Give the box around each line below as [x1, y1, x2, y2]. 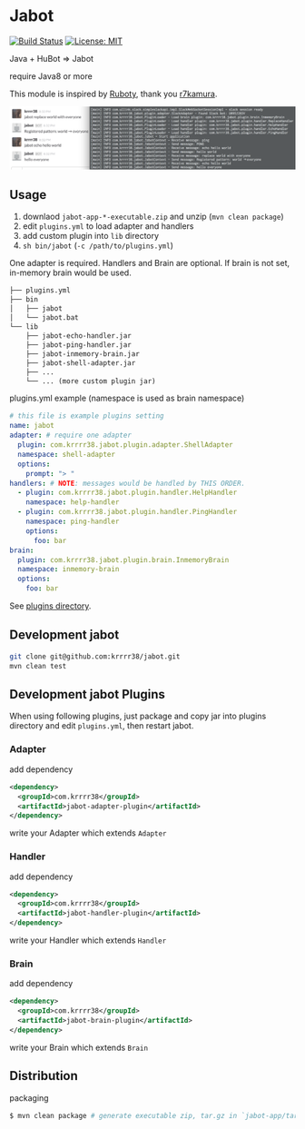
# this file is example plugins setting [9, 411, 165, 421]
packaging [9, 1092, 49, 1104]
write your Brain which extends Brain [9, 1042, 148, 1053]
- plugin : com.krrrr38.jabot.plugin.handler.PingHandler [17, 508, 238, 517]
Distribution [9, 1068, 79, 1084]
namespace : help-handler [25, 498, 120, 507]
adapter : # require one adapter [9, 431, 132, 441]
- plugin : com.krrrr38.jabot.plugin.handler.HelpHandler [17, 488, 238, 498]
